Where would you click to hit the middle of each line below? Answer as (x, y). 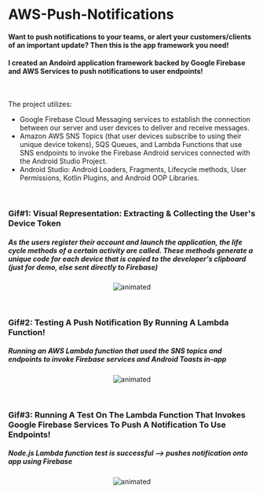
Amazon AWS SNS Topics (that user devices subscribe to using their (130, 136)
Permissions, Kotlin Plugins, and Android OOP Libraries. (110, 178)
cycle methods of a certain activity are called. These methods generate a (131, 250)
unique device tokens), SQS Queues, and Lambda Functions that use (131, 144)
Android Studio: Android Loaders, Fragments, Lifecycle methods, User (133, 169)
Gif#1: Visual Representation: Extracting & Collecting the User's (132, 213)
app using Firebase (40, 462)
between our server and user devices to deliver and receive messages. (134, 127)
